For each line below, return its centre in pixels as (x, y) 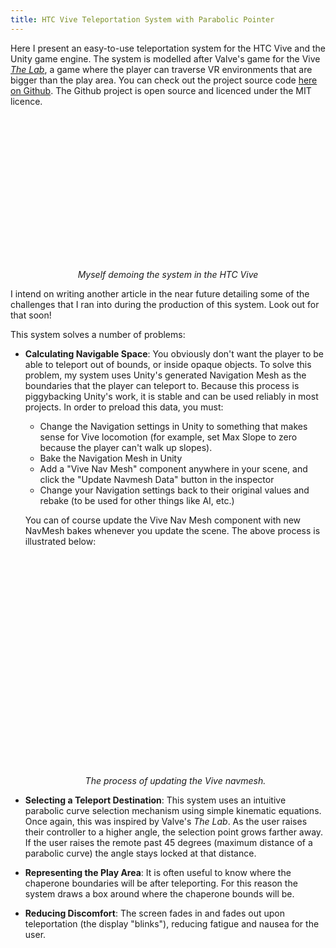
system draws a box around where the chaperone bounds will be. (159, 894)
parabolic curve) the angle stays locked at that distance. (140, 853)
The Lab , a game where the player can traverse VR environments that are (161, 69)
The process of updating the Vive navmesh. (175, 781)
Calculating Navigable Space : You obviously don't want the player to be (174, 354)
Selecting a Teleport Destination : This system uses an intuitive (155, 800)
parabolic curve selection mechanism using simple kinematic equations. (173, 811)
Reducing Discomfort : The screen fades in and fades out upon (154, 913)
